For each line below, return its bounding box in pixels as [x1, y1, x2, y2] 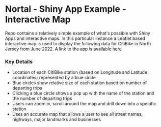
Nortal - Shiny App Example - [5, 3, 127, 15]
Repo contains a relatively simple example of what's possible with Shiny [5, 30, 151, 36]
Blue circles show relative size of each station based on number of [12, 80, 147, 86]
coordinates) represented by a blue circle [12, 75, 96, 81]
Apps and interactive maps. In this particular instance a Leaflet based [5, 35, 145, 41]
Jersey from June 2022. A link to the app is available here [5, 46, 122, 52]
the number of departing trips [12, 95, 72, 101]
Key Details [5, 58, 33, 65]
